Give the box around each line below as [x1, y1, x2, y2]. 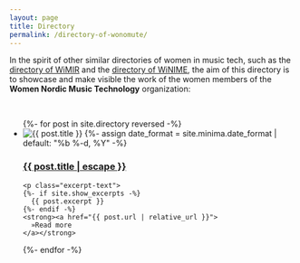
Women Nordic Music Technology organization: [9, 83, 191, 95]
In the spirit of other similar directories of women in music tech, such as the [9, 55, 292, 66]
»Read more [31, 221, 73, 230]
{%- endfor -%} [22, 244, 82, 255]
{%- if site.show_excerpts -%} [22, 189, 141, 198]
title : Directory [9, 22, 75, 31]
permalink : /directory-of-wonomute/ [9, 30, 148, 39]
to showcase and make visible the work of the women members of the [9, 74, 272, 85]
